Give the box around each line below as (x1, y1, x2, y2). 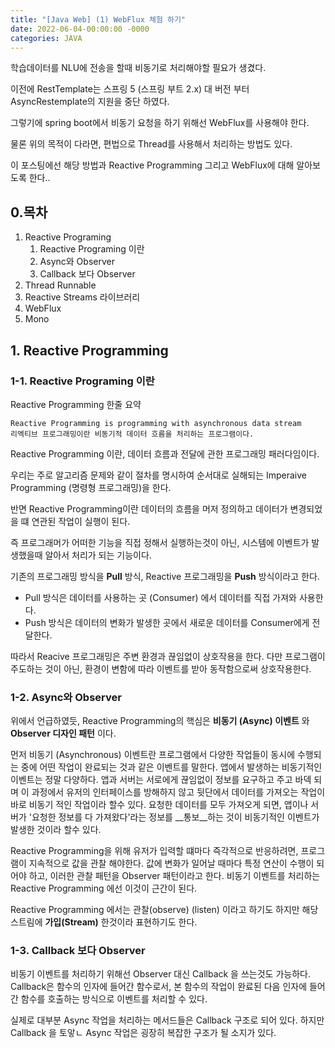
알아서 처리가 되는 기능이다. (44, 549, 152, 561)
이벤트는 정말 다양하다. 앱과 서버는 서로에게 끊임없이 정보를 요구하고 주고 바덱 (10, 774, 312, 786)
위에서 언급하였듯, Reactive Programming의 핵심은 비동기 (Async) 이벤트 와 (10, 715, 310, 727)
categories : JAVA (10, 33, 83, 43)
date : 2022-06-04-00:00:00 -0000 (10, 24, 150, 34)
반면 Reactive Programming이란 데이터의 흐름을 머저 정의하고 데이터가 (10, 502, 288, 515)
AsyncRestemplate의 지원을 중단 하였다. (10, 96, 170, 108)
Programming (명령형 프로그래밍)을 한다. (10, 481, 172, 493)
